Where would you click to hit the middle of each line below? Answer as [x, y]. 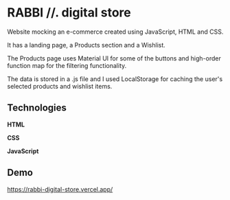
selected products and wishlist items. [60, 86]
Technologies [37, 108]
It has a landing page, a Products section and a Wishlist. [87, 45]
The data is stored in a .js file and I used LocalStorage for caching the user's [115, 79]
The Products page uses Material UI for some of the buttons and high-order [114, 58]
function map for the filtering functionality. [67, 65]
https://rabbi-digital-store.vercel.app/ [60, 189]
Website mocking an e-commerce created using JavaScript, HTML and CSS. [115, 32]
